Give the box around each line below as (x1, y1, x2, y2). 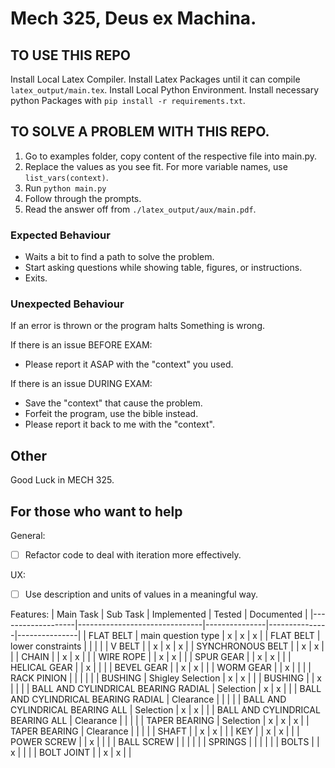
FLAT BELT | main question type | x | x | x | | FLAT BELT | (88, 630, 321, 642)
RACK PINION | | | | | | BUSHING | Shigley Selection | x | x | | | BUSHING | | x (10, 672, 322, 684)
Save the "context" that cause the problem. (24, 397, 203, 409)
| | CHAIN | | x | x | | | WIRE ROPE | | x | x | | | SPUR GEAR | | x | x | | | (10, 651, 292, 663)
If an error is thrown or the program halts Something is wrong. (10, 320, 265, 332)
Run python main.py (24, 182, 107, 194)
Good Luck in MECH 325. (10, 474, 115, 486)
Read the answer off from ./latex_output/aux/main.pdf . (24, 203, 257, 215)
